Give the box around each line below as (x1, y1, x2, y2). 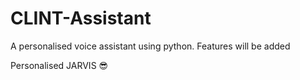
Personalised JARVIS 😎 (10, 59, 109, 71)
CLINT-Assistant (10, 7, 152, 30)
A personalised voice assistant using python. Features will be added (10, 40, 291, 52)
